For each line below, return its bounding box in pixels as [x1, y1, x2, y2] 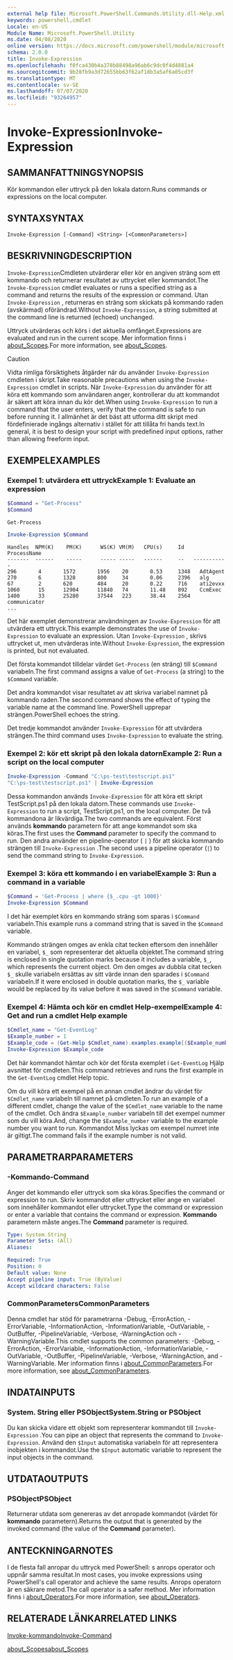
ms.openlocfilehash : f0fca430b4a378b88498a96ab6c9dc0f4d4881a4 [7, 62, 194, 69]
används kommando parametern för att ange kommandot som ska [7, 822, 198, 830]
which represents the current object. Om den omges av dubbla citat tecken [7, 963, 222, 971]
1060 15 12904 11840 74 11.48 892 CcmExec [7, 586, 222, 593]
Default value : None [7, 1269, 67, 1277]
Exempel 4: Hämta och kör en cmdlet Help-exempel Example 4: [7, 1002, 223, 1012]
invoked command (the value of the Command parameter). [7, 1524, 176, 1533]
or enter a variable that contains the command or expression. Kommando [7, 1210, 217, 1218]
